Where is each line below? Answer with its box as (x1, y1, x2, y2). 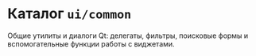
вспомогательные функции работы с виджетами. (7, 39, 176, 48)
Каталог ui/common (7, 5, 132, 23)
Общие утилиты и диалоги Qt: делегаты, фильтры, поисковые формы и (7, 31, 249, 40)
